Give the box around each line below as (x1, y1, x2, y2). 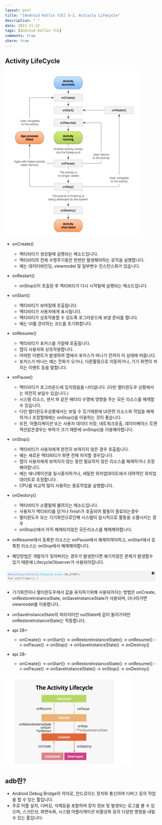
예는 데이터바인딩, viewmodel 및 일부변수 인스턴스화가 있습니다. (19, 263, 140, 269)
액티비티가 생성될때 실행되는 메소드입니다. (19, 251, 99, 257)
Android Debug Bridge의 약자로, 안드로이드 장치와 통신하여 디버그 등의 (12, 791, 147, 796)
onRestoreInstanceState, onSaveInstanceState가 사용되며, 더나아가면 (12, 595, 147, 601)
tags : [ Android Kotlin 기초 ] (5, 28, 62, 33)
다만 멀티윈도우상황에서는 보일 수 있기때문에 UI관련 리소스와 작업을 (19, 408, 145, 414)
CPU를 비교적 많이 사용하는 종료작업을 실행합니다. (19, 483, 114, 488)
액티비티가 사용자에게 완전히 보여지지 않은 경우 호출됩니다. (19, 446, 130, 452)
